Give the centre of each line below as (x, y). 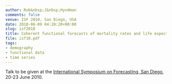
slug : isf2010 (20, 29)
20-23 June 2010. (24, 77)
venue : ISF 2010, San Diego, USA (41, 19)
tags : (11, 43)
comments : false (23, 15)
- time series (20, 57)
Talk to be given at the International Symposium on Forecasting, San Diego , (84, 72)
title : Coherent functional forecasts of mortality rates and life (79, 34)
